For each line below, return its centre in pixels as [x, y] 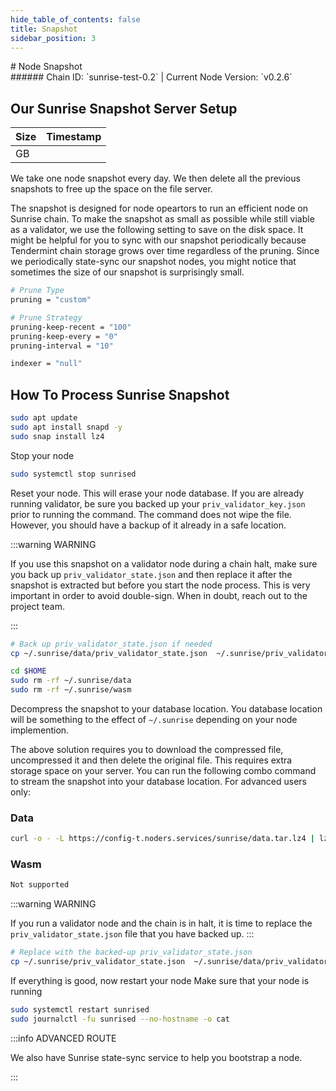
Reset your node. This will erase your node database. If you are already [157, 493]
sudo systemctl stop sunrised [73, 474]
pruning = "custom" [51, 300]
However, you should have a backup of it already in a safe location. [148, 525]
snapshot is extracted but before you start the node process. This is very [160, 585]
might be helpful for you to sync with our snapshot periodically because [158, 240]
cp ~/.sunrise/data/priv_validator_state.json [109, 653]
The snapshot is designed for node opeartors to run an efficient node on [159, 208]
